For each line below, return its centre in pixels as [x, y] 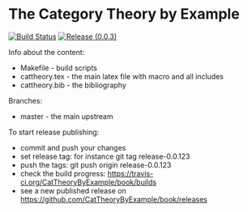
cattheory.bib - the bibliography [73, 85]
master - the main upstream [66, 116]
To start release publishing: [54, 132]
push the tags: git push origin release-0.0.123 [96, 165]
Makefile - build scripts [59, 68]
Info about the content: [47, 52]
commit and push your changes [73, 147]
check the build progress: [63, 173]
